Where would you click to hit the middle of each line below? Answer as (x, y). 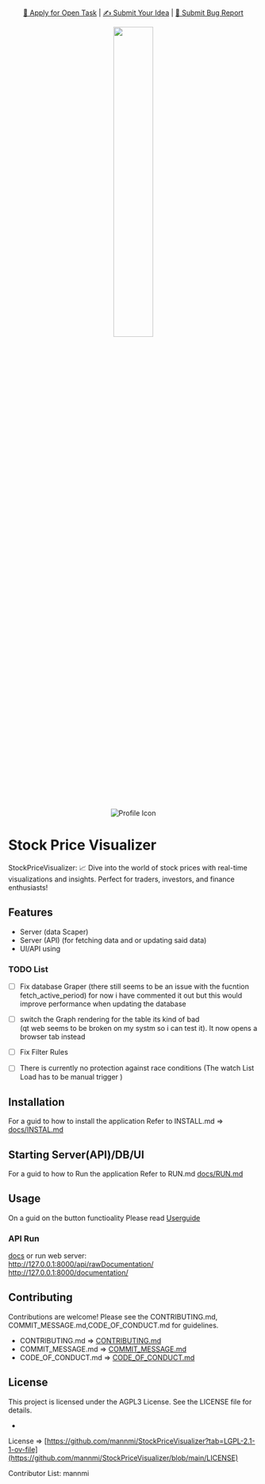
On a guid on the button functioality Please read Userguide (104, 1218)
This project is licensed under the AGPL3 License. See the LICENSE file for (130, 1401)
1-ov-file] (23, 1449)
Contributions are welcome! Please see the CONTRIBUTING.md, (113, 1316)
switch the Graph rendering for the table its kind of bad (109, 1019)
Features (31, 913)
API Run (24, 1238)
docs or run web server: (48, 1256)
